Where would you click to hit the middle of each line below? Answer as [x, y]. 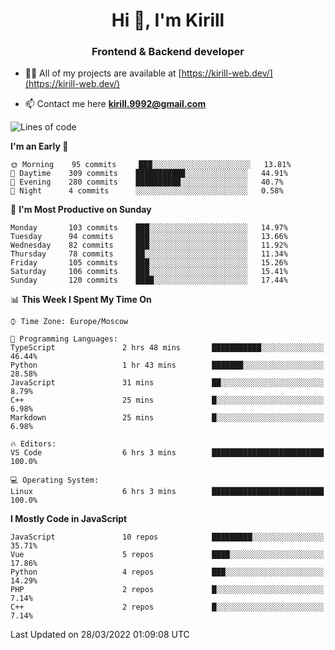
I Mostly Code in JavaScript [69, 519]
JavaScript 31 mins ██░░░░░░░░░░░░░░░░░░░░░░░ [167, 383]
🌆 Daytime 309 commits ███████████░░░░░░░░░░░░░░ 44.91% [149, 174]
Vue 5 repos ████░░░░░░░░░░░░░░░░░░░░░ [167, 555]
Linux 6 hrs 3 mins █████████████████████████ [167, 492]
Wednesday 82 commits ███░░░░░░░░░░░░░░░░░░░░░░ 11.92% [149, 245]
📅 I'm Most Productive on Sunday [81, 210]
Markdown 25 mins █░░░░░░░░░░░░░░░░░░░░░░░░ [167, 418]
